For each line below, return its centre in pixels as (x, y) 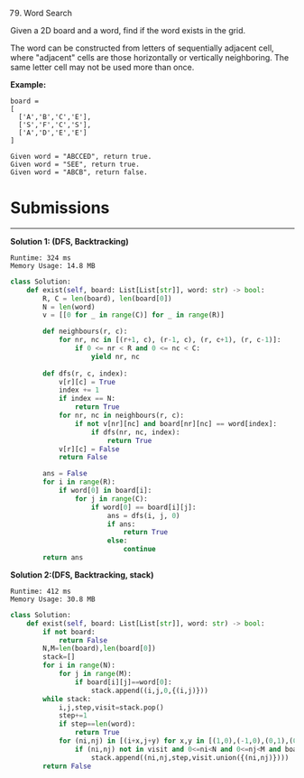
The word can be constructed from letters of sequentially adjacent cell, (142, 48)
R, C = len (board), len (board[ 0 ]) (107, 298)
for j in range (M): (95, 674)
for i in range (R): (79, 482)
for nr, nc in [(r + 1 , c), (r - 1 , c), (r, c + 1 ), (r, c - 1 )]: (170, 340)
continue (139, 550)
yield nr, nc (115, 357)
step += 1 (73, 716)
